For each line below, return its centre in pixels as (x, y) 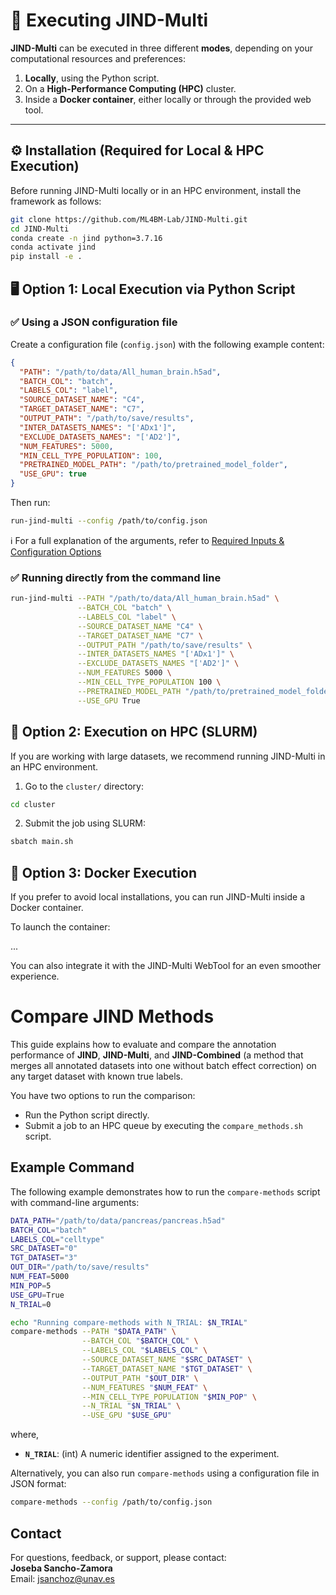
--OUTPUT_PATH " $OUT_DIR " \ (140, 1378)
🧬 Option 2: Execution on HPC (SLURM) (134, 732)
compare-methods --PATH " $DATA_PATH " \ (93, 1332)
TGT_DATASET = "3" (44, 1258)
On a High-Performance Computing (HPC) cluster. (130, 88)
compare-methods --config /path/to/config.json (111, 1502)
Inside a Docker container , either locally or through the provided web (168, 99)
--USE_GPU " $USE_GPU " (126, 1415)
